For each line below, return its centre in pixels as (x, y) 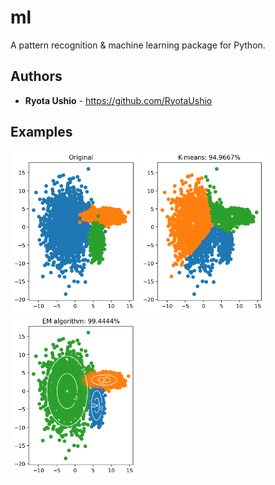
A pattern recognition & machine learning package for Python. (138, 45)
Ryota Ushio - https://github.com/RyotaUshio (118, 100)
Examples (41, 132)
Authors (36, 76)
